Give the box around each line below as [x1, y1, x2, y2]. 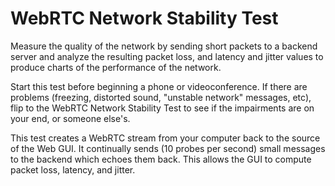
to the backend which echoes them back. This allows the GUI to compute [10, 153, 312, 165]
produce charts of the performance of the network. [10, 61, 222, 73]
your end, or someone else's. [10, 112, 131, 124]
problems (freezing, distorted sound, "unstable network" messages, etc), [10, 91, 312, 103]
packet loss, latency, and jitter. [10, 163, 136, 176]
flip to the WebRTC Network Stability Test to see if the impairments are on [10, 102, 315, 114]
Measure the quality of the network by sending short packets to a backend [10, 40, 318, 52]
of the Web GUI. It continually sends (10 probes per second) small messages [10, 142, 326, 154]
